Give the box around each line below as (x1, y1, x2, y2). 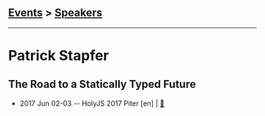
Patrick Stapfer (8, 47, 110, 64)
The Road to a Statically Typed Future (8, 78, 196, 91)
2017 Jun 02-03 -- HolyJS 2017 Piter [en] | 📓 (19, 98, 165, 108)
